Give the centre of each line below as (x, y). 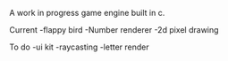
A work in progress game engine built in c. (87, 13)
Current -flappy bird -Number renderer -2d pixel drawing (114, 30)
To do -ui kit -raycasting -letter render (79, 47)
